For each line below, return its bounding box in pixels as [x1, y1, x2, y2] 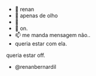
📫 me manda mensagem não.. [14, 32, 91, 38]
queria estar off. [6, 51, 46, 59]
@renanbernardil [14, 63, 57, 70]
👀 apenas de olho [14, 12, 58, 19]
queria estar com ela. [14, 40, 67, 47]
